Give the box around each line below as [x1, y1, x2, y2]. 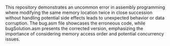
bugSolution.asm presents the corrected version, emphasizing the [5, 25, 144, 31]
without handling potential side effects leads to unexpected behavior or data [5, 15, 165, 20]
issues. [5, 36, 20, 42]
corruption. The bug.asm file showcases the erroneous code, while [5, 20, 146, 26]
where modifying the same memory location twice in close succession [5, 9, 153, 15]
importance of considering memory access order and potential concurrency [5, 31, 164, 36]
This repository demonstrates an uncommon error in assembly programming [5, 4, 165, 10]
